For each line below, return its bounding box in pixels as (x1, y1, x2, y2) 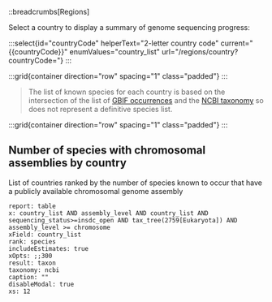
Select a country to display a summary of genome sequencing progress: (8, 23, 250, 32)
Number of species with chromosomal (8, 144, 205, 157)
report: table (8, 202, 57, 210)
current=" (220, 38, 253, 48)
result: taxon (8, 259, 57, 267)
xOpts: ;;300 (8, 252, 53, 260)
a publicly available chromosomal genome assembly (8, 186, 183, 196)
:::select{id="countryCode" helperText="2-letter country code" (8, 38, 219, 48)
